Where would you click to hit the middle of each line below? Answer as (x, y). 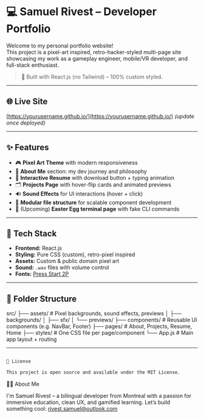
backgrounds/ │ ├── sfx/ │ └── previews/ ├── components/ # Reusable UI (102, 320)
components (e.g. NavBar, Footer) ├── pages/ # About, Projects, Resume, (99, 326)
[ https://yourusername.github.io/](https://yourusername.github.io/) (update (100, 116)
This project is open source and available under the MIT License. (93, 372)
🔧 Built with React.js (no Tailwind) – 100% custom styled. (92, 77)
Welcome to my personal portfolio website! (60, 46)
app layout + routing (32, 339)
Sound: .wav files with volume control (62, 267)
